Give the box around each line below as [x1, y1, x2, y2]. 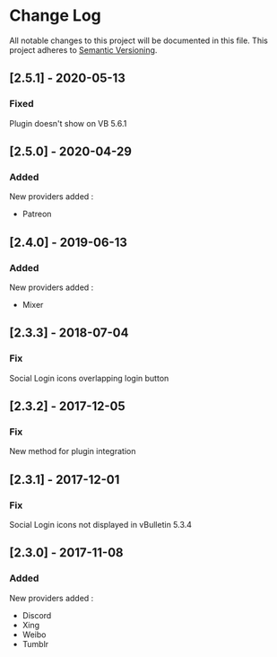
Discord [22, 609, 52, 620]
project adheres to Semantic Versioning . [9, 44, 158, 55]
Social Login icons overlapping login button [9, 372, 169, 383]
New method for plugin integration [9, 446, 136, 457]
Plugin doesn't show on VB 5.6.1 [9, 118, 127, 128]
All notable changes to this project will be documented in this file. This [9, 35, 269, 46]
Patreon [22, 208, 52, 220]
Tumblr [22, 638, 49, 649]
